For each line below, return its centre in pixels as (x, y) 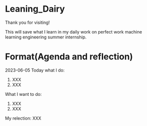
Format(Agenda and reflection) (69, 57)
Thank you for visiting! (28, 22)
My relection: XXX (23, 118)
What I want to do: (24, 94)
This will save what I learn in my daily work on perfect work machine (73, 32)
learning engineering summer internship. (46, 37)
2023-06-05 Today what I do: (35, 70)
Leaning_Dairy (35, 9)
